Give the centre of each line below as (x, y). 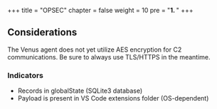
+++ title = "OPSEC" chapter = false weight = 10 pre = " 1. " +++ (100, 10)
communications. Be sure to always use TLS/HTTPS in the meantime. (109, 57)
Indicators (26, 75)
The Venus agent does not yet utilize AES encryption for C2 (95, 50)
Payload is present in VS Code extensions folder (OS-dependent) (113, 98)
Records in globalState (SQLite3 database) (80, 91)
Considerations (42, 32)
